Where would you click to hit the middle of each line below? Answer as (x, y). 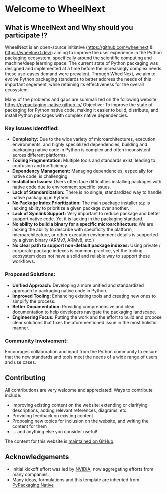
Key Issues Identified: (32, 128)
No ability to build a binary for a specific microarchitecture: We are (83, 224)
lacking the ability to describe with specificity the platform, (73, 229)
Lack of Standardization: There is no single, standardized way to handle (87, 192)
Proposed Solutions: (30, 274)
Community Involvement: (37, 341)
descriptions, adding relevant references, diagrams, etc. (70, 410)
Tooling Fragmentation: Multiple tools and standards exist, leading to (84, 160)
